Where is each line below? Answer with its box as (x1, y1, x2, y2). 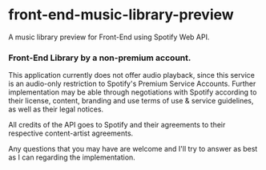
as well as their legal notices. (8, 104, 104, 114)
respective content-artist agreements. (8, 128, 134, 138)
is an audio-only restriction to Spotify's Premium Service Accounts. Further (8, 79, 256, 89)
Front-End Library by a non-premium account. (8, 52, 191, 63)
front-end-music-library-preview (8, 6, 234, 24)
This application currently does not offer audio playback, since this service (8, 71, 255, 80)
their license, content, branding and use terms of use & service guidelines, (8, 96, 254, 106)
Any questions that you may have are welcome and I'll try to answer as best (8, 144, 258, 154)
